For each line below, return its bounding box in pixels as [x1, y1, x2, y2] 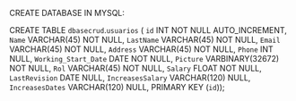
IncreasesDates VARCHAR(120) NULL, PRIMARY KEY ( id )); [9, 82, 226, 92]
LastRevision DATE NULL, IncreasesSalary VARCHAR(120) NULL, [9, 72, 251, 83]
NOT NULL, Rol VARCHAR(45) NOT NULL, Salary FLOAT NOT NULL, [9, 63, 262, 73]
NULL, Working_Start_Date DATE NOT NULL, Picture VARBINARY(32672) [9, 54, 280, 63]
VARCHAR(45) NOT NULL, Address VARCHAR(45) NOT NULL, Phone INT [9, 44, 274, 55]
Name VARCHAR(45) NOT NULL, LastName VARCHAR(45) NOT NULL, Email [9, 35, 281, 45]
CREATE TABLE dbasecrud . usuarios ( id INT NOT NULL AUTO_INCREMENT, [9, 25, 287, 35]
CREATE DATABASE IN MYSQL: [9, 8, 126, 18]
